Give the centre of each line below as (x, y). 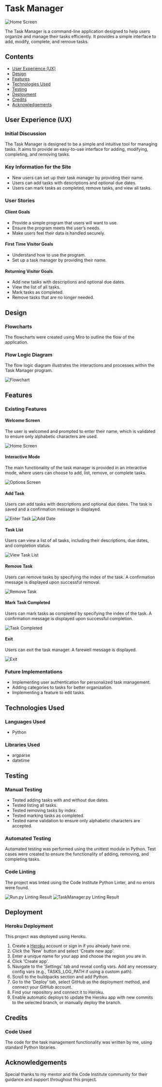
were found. (17, 887)
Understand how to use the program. (49, 255)
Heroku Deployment (29, 926)
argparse (21, 755)
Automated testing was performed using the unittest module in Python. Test (81, 849)
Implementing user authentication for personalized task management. (81, 682)
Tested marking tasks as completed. (48, 815)
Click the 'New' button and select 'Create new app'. (63, 951)
